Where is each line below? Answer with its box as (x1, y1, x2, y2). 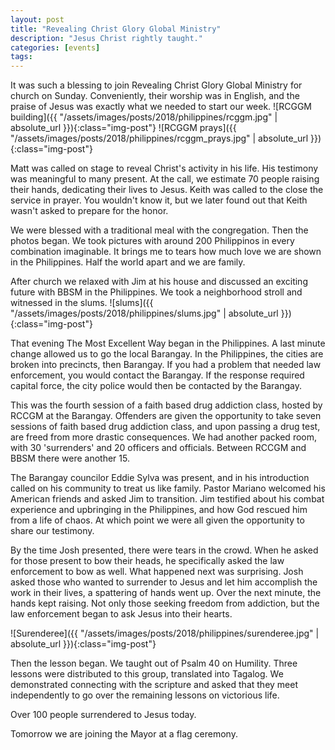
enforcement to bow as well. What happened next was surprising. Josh (10, 566, 304, 578)
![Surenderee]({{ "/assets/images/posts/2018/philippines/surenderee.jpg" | (10, 627, 320, 640)
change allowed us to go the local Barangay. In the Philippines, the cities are (10, 348, 324, 360)
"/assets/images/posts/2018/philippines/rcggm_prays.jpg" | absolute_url (10, 132, 309, 145)
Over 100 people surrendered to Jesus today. (10, 709, 197, 721)
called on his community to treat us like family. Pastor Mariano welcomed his (10, 482, 326, 495)
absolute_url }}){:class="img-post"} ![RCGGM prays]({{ (10, 122, 237, 134)
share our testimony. (10, 525, 95, 537)
